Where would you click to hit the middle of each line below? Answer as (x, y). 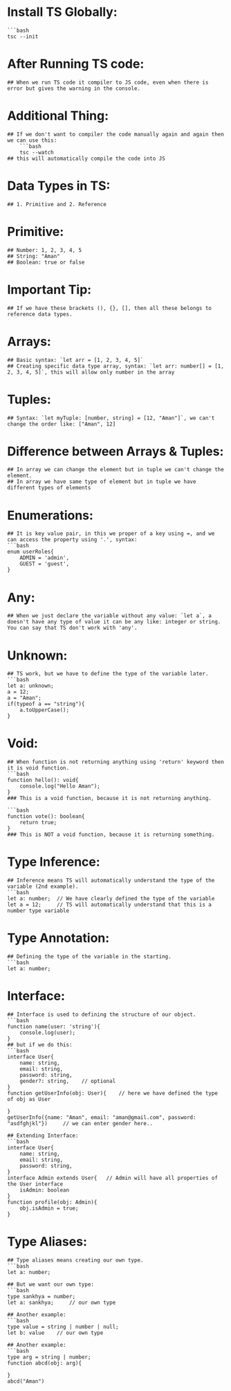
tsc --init (23, 36)
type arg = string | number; (49, 1357)
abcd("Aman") (26, 1381)
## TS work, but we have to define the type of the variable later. (108, 674)
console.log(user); (48, 1033)
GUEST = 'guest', (45, 564)
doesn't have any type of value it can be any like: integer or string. (114, 622)
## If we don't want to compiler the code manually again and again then (116, 134)
